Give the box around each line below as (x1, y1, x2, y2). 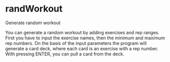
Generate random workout (5, 20, 61, 26)
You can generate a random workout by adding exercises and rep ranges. (5, 29, 159, 35)
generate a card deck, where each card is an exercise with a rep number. (5, 45, 159, 51)
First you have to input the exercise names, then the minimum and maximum (5, 35, 165, 41)
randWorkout (5, 3, 63, 15)
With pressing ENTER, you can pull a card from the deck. (5, 51, 125, 57)
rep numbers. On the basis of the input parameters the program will (5, 40, 147, 46)
